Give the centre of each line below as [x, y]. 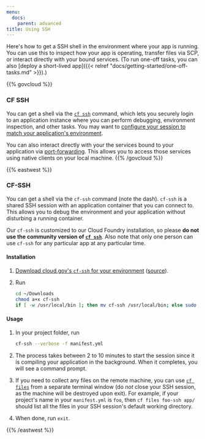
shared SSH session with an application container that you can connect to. [100, 205]
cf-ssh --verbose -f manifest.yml [59, 344]
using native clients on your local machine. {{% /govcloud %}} [85, 158]
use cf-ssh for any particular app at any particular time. [76, 243]
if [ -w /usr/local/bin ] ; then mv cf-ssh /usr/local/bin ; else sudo [106, 305]
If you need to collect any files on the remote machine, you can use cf [103, 380]
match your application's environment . [55, 133]
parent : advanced [39, 23]
